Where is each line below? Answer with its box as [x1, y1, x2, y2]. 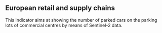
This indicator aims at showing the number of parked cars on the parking [5, 17, 157, 23]
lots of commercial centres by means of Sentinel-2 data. [5, 22, 123, 28]
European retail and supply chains [5, 4, 115, 12]
